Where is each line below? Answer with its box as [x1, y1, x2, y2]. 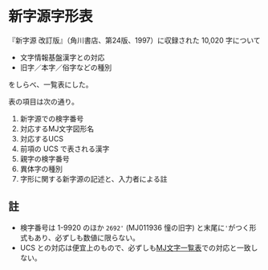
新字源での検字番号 [19, 113, 84, 123]
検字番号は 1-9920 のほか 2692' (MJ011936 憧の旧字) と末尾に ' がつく [19, 223, 250, 232]
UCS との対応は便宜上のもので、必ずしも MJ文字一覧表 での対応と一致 [19, 243, 251, 252]
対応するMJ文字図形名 [19, 124, 95, 133]
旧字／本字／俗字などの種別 [19, 62, 112, 72]
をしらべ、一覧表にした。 [8, 80, 93, 89]
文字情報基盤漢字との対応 [19, 52, 105, 62]
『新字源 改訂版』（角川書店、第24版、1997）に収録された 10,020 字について [8, 35, 261, 45]
